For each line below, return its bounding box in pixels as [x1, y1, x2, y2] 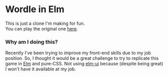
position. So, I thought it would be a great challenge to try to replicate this [5, 55, 159, 61]
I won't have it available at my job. [5, 66, 76, 72]
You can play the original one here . [5, 25, 78, 31]
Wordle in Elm [5, 4, 64, 15]
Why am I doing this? [5, 38, 58, 45]
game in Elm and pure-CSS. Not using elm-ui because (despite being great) [5, 61, 163, 67]
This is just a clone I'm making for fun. [5, 20, 85, 26]
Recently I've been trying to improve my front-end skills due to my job [5, 50, 151, 56]
